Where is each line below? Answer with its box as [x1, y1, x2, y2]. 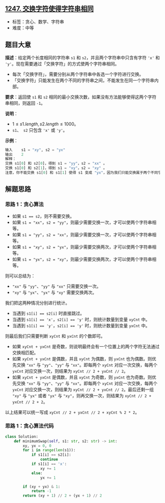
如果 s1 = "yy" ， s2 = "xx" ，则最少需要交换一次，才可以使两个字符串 [12, 232, 152, 237]
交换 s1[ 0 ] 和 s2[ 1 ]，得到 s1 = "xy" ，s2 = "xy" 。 [5, 166, 107, 171]
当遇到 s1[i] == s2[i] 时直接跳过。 [12, 310, 84, 316]
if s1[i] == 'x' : [31, 462, 67, 467]
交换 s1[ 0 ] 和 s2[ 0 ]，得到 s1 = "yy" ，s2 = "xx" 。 [5, 161, 107, 166]
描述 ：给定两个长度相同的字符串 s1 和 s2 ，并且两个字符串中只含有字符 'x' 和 [5, 55, 160, 60]
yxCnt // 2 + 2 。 [12, 399, 48, 405]
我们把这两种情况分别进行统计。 [5, 299, 70, 306]
